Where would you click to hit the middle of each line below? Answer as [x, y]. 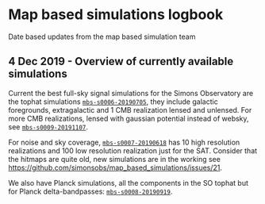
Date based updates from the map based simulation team [102, 37]
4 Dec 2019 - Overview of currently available [121, 62]
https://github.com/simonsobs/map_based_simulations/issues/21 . [115, 167]
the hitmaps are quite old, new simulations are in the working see [114, 159]
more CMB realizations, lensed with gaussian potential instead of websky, [129, 118]
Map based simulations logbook [116, 15]
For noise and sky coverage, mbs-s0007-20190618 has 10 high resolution [124, 142]
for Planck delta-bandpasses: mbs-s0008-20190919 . [90, 191]
